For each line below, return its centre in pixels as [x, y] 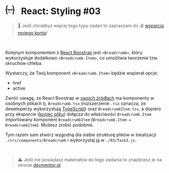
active [19, 88]
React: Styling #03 [61, 11]
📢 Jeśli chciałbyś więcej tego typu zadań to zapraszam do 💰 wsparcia [91, 25]
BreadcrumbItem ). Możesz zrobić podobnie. [50, 125]
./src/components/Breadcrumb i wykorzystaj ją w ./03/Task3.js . [71, 140]
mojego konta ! [33, 33]
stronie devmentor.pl [39, 165]
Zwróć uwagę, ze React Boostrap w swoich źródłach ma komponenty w [80, 98]
